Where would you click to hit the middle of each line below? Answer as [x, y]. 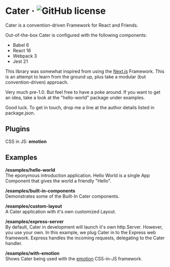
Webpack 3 [25, 56]
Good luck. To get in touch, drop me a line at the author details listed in [80, 107]
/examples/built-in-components [40, 191]
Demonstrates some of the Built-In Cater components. [62, 196]
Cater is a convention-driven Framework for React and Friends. [72, 25]
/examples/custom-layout [34, 206]
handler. [14, 243]
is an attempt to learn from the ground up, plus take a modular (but [76, 76]
